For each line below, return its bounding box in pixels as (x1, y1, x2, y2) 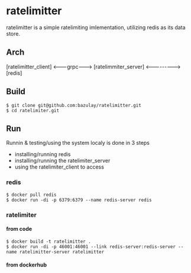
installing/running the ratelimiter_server (14, 157, 111, 164)
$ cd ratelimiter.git (6, 107, 60, 113)
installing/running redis (14, 151, 71, 158)
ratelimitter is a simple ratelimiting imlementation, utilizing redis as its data (6, 24, 186, 31)
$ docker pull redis (6, 192, 57, 198)
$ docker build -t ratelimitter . (6, 239, 92, 245)
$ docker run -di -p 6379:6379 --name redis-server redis (6, 197, 152, 203)
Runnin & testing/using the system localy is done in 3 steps (6, 139, 150, 147)
